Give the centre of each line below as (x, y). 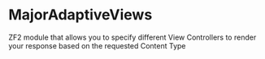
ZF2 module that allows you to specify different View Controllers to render (132, 37)
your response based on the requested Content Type (97, 45)
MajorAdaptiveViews (80, 15)
